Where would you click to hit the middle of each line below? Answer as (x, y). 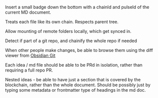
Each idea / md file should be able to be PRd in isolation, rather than (74, 65)
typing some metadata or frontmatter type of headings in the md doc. (76, 90)
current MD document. (28, 12)
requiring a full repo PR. (29, 70)
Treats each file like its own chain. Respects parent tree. (62, 22)
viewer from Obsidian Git (30, 55)
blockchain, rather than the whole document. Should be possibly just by (78, 85)
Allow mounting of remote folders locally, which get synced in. (68, 31)
